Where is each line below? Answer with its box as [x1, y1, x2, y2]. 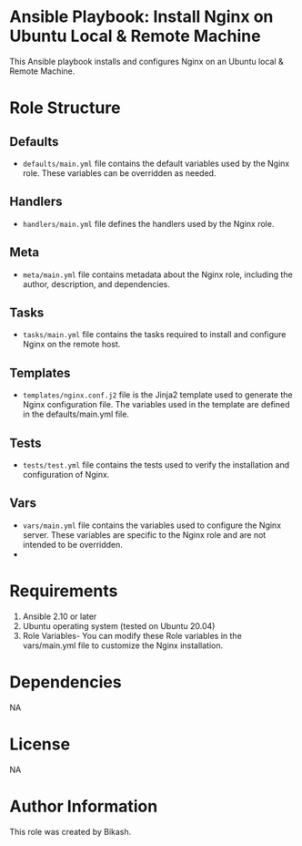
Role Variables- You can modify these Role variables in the [22, 630, 243, 641]
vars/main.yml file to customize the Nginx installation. [22, 640, 224, 651]
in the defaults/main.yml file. [22, 408, 130, 420]
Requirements [9, 581, 118, 601]
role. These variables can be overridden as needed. [22, 167, 216, 179]
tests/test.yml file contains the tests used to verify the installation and [22, 459, 290, 470]
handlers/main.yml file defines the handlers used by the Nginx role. [22, 218, 275, 229]
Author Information [9, 796, 158, 817]
